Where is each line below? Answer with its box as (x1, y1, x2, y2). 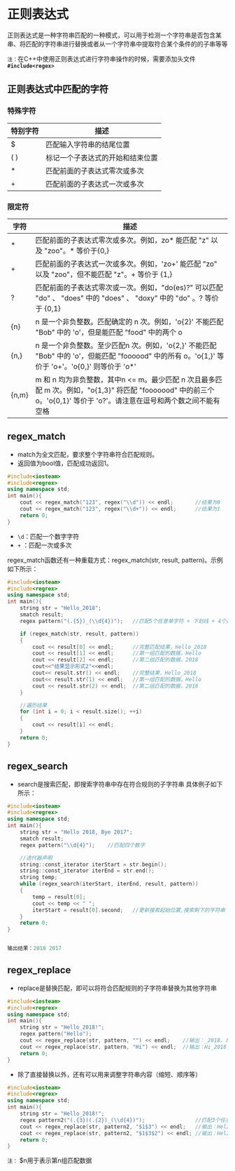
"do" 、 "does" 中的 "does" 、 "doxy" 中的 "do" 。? (35, 293, 204, 302)
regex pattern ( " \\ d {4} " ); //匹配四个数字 (20, 841, 145, 849)
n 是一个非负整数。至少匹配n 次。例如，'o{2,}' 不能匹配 (35, 340, 217, 350)
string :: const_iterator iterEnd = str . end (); (20, 867, 155, 874)
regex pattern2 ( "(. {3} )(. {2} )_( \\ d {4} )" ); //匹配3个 (20, 1116, 220, 1123)
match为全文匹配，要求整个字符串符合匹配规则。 (17, 450, 159, 458)
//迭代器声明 (20, 854, 52, 862)
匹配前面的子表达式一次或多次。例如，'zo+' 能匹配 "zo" (35, 259, 218, 269)
